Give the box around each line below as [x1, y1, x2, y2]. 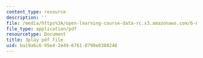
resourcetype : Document [6, 31, 66, 37]
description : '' [6, 14, 47, 21]
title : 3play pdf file [6, 37, 63, 43]
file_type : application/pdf [6, 25, 77, 32]
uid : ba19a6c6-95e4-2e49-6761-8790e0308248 [6, 43, 118, 49]
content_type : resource [6, 8, 66, 15]
